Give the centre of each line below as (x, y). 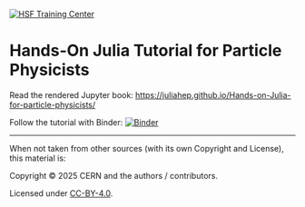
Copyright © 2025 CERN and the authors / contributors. (113, 175)
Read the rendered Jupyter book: (71, 94)
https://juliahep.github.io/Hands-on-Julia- (213, 94)
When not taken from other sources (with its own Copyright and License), (147, 148)
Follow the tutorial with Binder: (66, 122)
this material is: (38, 158)
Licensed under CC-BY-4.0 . (61, 193)
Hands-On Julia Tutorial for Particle (146, 51)
